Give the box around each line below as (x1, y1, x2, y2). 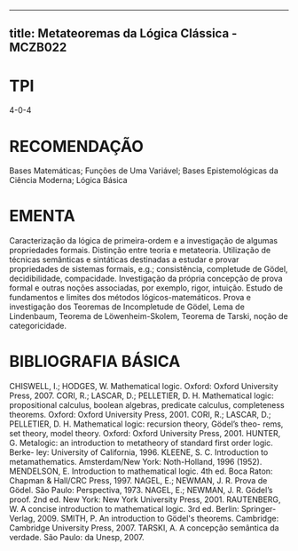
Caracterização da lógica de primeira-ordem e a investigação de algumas (9, 236, 278, 246)
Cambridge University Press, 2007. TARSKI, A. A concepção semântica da (9, 523, 279, 533)
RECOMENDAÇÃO (9, 136, 145, 156)
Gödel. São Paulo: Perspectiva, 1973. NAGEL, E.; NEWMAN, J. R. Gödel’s (9, 485, 273, 496)
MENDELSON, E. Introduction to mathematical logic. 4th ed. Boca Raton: (9, 466, 273, 476)
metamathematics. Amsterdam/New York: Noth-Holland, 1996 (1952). (9, 457, 263, 467)
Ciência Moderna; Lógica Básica (9, 175, 128, 186)
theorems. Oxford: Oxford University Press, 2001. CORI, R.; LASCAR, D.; (9, 410, 272, 420)
